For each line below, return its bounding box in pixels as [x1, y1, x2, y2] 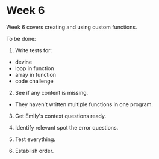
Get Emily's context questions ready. [14, 112, 107, 119]
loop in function [14, 64, 54, 72]
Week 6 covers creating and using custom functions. [6, 23, 137, 31]
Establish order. [14, 147, 54, 154]
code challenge [14, 77, 54, 85]
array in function [14, 71, 56, 78]
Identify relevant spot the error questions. [14, 124, 119, 131]
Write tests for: [14, 46, 52, 54]
